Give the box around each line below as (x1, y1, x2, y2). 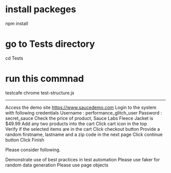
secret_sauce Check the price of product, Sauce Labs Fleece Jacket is (5, 115, 154, 121)
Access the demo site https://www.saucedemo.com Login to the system (5, 104, 157, 110)
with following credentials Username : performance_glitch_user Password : (5, 109, 162, 116)
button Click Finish (5, 136, 45, 143)
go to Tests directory (5, 38, 95, 50)
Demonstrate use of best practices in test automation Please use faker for (5, 156, 160, 162)
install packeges (5, 4, 76, 15)
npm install (5, 20, 28, 26)
